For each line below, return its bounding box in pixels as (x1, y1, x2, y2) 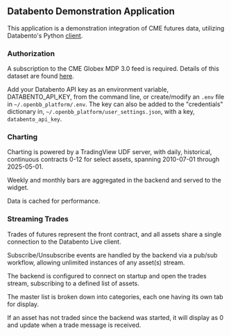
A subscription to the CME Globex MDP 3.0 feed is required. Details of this (7, 65, 220, 73)
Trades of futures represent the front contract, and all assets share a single (7, 230, 222, 238)
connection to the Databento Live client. (7, 237, 121, 246)
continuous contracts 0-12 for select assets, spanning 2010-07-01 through (7, 156, 220, 164)
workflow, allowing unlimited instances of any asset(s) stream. (7, 258, 185, 267)
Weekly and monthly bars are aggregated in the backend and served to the (7, 176, 222, 185)
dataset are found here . (7, 72, 74, 81)
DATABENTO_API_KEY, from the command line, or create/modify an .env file (7, 93, 225, 101)
